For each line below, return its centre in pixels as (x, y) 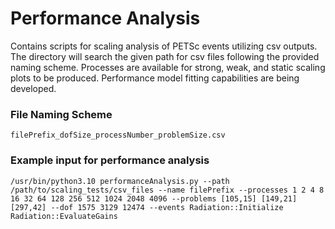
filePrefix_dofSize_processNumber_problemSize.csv (118, 135)
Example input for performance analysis (110, 160)
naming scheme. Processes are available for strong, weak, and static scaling (168, 67)
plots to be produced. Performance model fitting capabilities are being (155, 78)
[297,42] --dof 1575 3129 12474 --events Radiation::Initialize (147, 207)
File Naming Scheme (61, 114)
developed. (33, 88)
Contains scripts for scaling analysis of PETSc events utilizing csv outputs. (164, 46)
